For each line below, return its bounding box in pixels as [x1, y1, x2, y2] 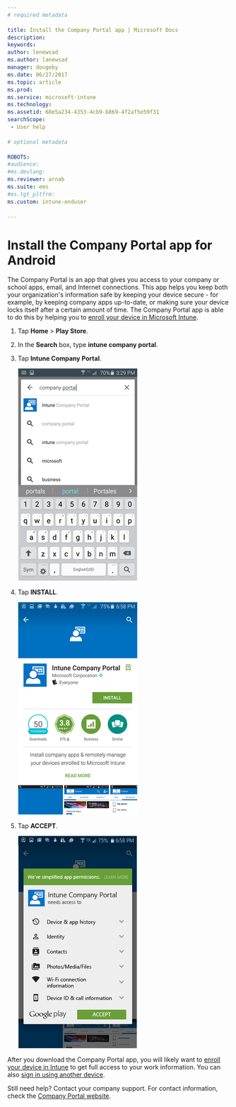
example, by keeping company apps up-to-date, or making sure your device [7, 298, 230, 307]
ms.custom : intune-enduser [7, 198, 87, 205]
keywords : [7, 41, 37, 49]
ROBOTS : [7, 153, 30, 161]
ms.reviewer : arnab [7, 176, 65, 183]
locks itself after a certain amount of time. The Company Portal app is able [7, 305, 224, 314]
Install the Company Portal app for [7, 237, 213, 253]
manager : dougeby [7, 64, 59, 71]
